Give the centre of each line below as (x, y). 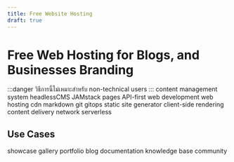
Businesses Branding (71, 70)
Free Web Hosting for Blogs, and (104, 55)
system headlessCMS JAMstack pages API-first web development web (110, 97)
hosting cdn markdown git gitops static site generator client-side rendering (116, 104)
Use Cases (31, 134)
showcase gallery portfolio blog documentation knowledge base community (117, 151)
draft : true (25, 20)
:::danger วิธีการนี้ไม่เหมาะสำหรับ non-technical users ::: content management (112, 89)
